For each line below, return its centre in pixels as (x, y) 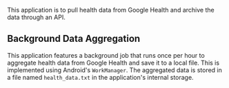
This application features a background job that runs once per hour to (106, 55)
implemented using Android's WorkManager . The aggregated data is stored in (115, 70)
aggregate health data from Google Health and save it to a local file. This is (113, 63)
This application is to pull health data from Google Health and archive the (111, 10)
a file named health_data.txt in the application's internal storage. (101, 77)
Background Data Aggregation (74, 39)
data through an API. (36, 17)
